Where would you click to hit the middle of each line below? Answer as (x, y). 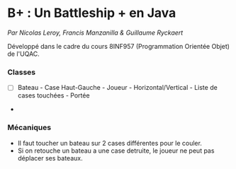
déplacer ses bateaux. (50, 158)
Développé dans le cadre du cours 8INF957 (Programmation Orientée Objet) (119, 46)
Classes (22, 72)
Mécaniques (29, 127)
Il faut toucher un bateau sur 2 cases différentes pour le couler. (109, 143)
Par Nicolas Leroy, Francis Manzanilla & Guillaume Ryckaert (95, 33)
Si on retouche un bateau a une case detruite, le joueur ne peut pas (116, 151)
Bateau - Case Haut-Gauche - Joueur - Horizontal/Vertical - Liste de (117, 88)
